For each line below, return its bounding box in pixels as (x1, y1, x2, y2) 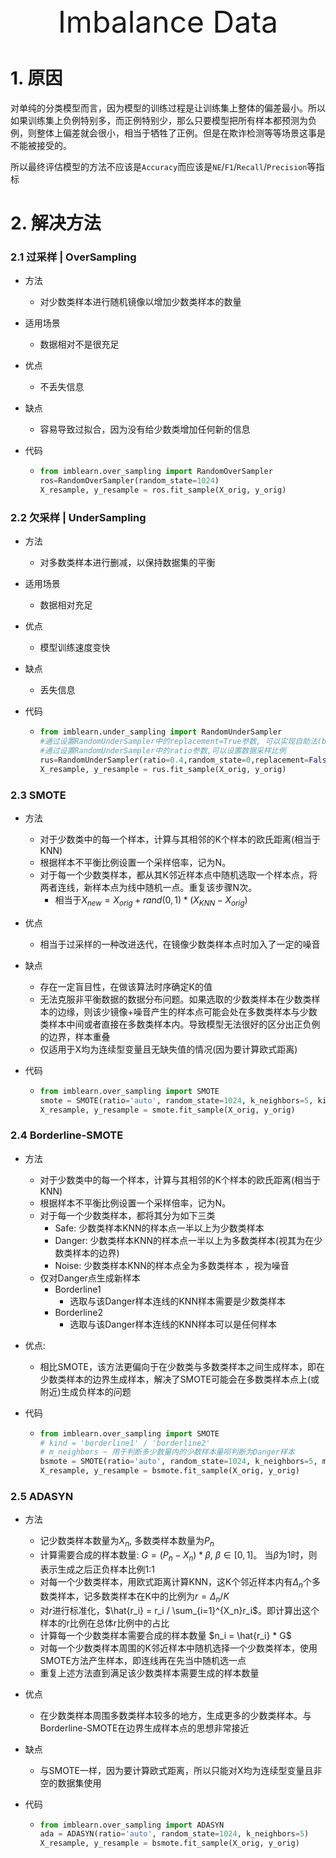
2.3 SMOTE (10, 788, 67, 802)
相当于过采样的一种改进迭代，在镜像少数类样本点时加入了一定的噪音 (39, 938, 321, 950)
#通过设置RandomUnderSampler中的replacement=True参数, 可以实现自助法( (39, 737, 322, 747)
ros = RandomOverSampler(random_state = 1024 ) (39, 476, 220, 486)
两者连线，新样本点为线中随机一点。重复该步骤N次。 (39, 882, 258, 894)
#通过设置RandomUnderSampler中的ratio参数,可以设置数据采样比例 (39, 746, 287, 756)
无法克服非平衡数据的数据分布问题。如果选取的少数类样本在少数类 (39, 993, 312, 1005)
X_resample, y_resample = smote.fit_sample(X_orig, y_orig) (39, 1105, 296, 1115)
